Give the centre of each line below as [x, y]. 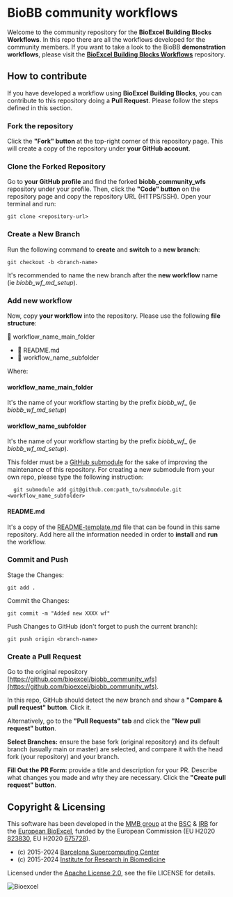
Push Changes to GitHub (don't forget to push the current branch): [103, 626]
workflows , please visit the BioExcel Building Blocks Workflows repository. [116, 54]
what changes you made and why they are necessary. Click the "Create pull [116, 778]
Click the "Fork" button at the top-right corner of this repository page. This [115, 141]
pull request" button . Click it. [49, 707]
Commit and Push [38, 560]
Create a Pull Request [44, 657]
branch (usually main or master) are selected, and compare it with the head [115, 749]
